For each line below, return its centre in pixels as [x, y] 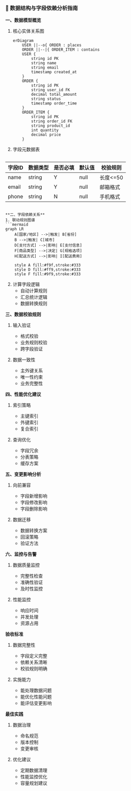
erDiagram [23, 41]
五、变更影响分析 [23, 474]
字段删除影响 [34, 509]
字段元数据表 [26, 149]
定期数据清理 [34, 771]
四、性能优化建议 [23, 394]
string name [44, 63]
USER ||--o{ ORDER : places [52, 45]
